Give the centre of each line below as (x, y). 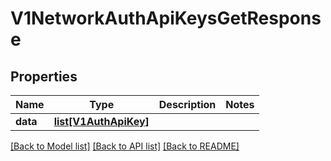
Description (187, 104)
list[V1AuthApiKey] (101, 121)
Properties (44, 76)
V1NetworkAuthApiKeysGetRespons (166, 18)
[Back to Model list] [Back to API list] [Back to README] (125, 146)
